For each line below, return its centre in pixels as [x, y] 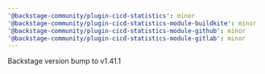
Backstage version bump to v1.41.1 [64, 61]
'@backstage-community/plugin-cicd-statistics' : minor [101, 16]
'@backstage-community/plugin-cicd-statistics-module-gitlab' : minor [127, 38]
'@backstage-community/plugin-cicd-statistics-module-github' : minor [127, 31]
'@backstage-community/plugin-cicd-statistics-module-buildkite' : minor [132, 23]
